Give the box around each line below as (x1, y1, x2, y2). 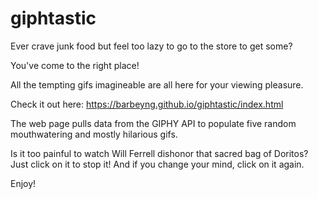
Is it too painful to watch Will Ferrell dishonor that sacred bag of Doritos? (10, 147, 309, 159)
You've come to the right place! (10, 59, 140, 71)
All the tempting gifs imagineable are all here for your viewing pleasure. (10, 78, 304, 91)
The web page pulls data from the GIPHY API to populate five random (10, 117, 297, 129)
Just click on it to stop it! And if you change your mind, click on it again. (10, 158, 305, 170)
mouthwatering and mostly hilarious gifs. (10, 128, 178, 140)
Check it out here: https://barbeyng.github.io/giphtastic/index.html (10, 98, 284, 110)
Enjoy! (10, 177, 37, 189)
